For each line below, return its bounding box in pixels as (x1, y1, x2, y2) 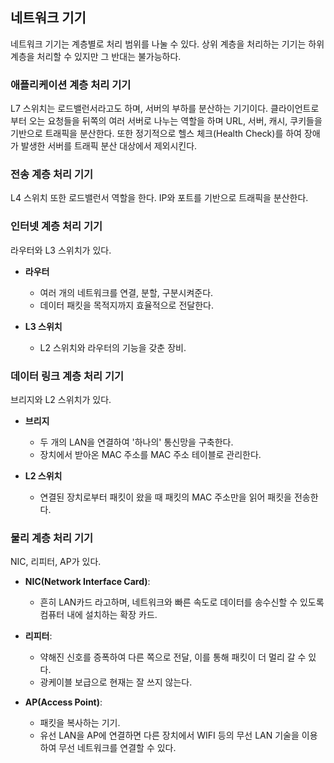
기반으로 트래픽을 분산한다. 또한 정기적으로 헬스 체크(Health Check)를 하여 (10, 128, 302, 140)
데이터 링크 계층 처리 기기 (10, 369, 125, 383)
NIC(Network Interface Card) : (24, 576, 151, 588)
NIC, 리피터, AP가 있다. (10, 556, 102, 568)
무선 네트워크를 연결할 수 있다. (58, 742, 177, 754)
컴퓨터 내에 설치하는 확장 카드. (39, 609, 158, 621)
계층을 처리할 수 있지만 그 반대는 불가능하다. (10, 50, 182, 62)
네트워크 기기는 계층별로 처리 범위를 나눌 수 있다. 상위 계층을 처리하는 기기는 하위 (10, 38, 325, 50)
